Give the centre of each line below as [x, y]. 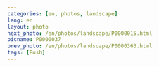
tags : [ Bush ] [26, 53]
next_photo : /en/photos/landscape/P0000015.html [80, 33]
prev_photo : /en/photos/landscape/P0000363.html [80, 46]
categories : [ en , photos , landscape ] [63, 14]
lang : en [20, 20]
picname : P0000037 [34, 40]
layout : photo [28, 27]
